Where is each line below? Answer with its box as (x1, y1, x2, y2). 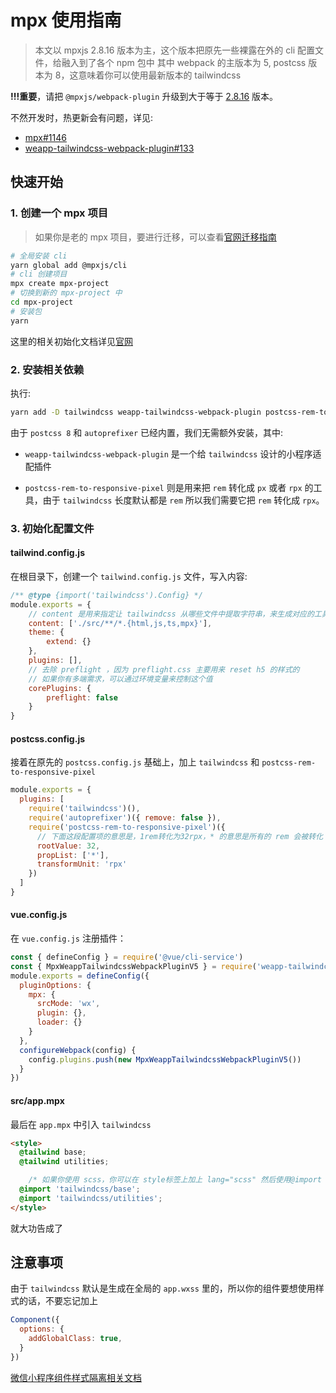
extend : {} (46, 637, 92, 647)
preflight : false (46, 692, 118, 703)
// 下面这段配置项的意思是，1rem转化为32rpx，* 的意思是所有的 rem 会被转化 (36, 831, 324, 841)
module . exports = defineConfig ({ (10, 971, 150, 981)
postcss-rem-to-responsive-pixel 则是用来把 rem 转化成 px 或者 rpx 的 (24, 481, 314, 493)
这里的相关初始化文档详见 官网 (10, 335, 133, 347)
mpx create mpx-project (10, 279, 110, 289)
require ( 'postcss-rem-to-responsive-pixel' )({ (28, 822, 226, 832)
